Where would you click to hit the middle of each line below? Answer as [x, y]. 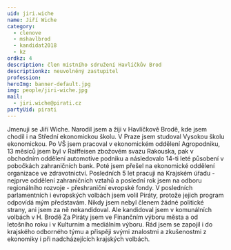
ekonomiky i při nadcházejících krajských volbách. [79, 239]
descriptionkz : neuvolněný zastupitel [63, 71]
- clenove [27, 33]
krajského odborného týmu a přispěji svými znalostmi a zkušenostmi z [107, 231]
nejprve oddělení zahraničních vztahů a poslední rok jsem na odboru [104, 180]
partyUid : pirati [32, 110]
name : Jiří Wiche [32, 20]
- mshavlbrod [32, 39]
